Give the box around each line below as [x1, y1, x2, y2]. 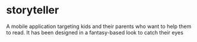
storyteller [6, 3, 59, 17]
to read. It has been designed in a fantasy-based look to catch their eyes [6, 29, 184, 36]
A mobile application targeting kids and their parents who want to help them [6, 23, 192, 30]
